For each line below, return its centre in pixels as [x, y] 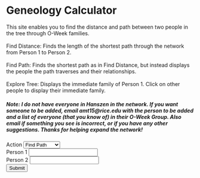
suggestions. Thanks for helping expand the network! [75, 130]
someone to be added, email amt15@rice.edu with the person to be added [100, 111]
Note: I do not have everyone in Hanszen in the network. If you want [92, 104]
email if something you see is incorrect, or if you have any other [87, 123]
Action [14, 145]
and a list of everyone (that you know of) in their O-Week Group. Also [94, 116]
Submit [17, 168]
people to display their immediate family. [56, 90]
